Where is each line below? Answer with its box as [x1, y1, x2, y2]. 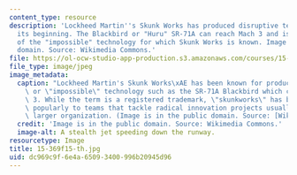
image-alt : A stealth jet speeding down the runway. [17, 128, 216, 137]
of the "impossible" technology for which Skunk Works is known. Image [17, 37, 287, 47]
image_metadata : [9, 71, 69, 80]
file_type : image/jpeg [9, 63, 93, 72]
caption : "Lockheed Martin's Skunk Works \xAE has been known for [17, 79, 263, 87]
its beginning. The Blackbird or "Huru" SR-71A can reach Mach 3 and [17, 29, 278, 38]
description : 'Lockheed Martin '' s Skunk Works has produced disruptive [9, 21, 278, 30]
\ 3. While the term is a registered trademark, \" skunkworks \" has [25, 95, 283, 104]
